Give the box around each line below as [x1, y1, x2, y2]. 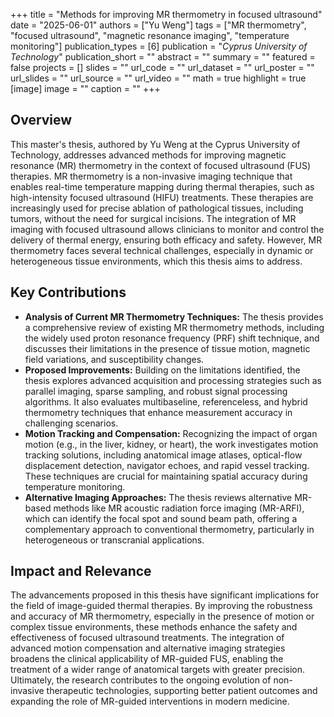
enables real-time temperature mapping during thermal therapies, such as [10, 180, 315, 193]
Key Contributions [10, 284, 127, 301]
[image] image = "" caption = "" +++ [10, 83, 161, 94]
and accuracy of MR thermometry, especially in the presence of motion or [10, 610, 315, 623]
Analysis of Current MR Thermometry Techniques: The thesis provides [24, 310, 324, 323]
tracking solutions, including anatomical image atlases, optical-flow [24, 449, 303, 461]
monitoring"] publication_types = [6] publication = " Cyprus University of [10, 40, 308, 52]
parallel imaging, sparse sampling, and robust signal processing [24, 385, 288, 397]
